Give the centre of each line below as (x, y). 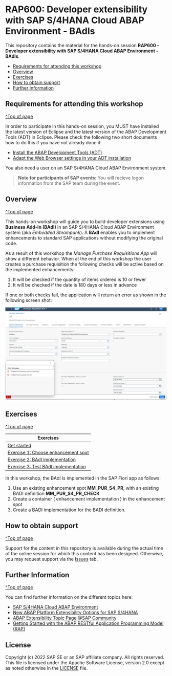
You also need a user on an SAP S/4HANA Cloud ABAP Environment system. (86, 168)
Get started (19, 445)
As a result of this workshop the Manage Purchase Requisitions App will (81, 253)
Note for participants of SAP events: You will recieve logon (81, 178)
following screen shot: (29, 300)
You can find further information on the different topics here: (69, 597)
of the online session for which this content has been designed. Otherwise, (84, 553)
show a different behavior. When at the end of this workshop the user (79, 258)
